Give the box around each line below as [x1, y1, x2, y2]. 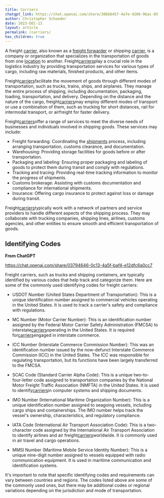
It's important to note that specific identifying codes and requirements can [5, 472, 155, 477]
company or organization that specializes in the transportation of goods [5, 53, 149, 59]
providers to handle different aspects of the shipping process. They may [5, 210, 150, 216]
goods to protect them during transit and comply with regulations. [12, 164, 145, 170]
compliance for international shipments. [12, 185, 92, 191]
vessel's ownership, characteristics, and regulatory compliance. [12, 412, 141, 418]
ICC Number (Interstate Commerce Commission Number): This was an [12, 341, 154, 347]
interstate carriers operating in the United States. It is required [12, 327, 135, 332]
